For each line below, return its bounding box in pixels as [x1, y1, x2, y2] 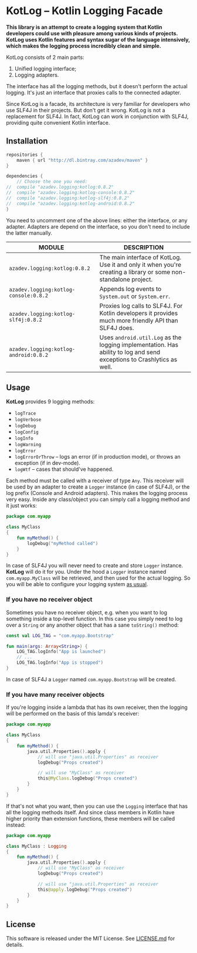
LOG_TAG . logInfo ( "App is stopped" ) [16, 660, 104, 666]
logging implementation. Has [99, 340, 179, 349]
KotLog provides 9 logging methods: [6, 398, 95, 405]
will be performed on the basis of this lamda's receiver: [6, 710, 140, 717]
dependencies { [6, 173, 43, 179]
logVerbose [14, 417, 42, 423]
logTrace [14, 410, 36, 417]
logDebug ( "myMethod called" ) [27, 540, 98, 546]
